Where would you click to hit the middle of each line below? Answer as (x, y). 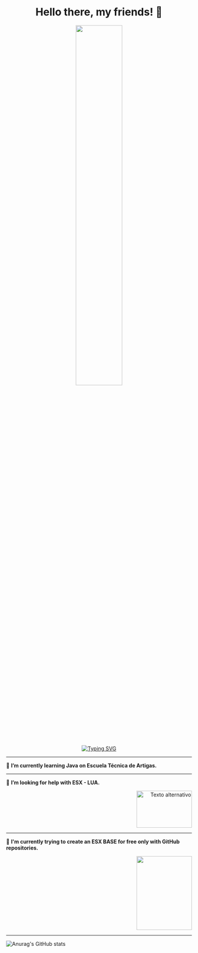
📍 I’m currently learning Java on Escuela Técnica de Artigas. (82, 765)
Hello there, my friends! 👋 (99, 12)
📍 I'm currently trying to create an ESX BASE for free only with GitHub (93, 841)
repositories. (22, 848)
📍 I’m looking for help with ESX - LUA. (53, 782)
